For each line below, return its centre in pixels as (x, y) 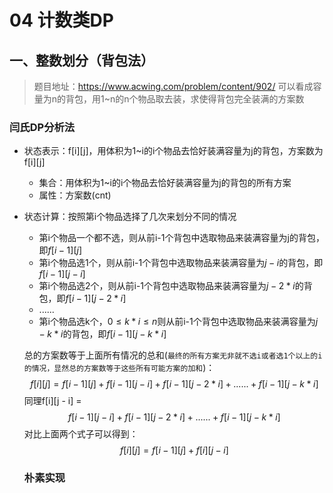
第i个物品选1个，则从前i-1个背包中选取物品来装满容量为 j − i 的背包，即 (181, 263)
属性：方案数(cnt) (75, 195)
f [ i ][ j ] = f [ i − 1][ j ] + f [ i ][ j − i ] (174, 450)
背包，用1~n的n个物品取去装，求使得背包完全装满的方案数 (185, 99)
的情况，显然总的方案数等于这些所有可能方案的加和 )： (119, 368)
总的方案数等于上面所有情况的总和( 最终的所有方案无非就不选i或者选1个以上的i (173, 355)
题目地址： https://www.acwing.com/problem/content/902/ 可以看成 (173, 86)
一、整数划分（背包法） (81, 60)
